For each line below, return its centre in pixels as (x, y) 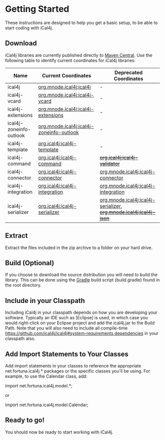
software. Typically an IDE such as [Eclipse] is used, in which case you (77, 318)
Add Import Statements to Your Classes (67, 354)
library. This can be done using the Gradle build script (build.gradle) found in (82, 280)
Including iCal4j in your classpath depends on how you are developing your (81, 312)
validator (110, 164)
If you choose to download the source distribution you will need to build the (82, 275)
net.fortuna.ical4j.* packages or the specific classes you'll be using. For (78, 371)
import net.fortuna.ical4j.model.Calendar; (47, 405)
